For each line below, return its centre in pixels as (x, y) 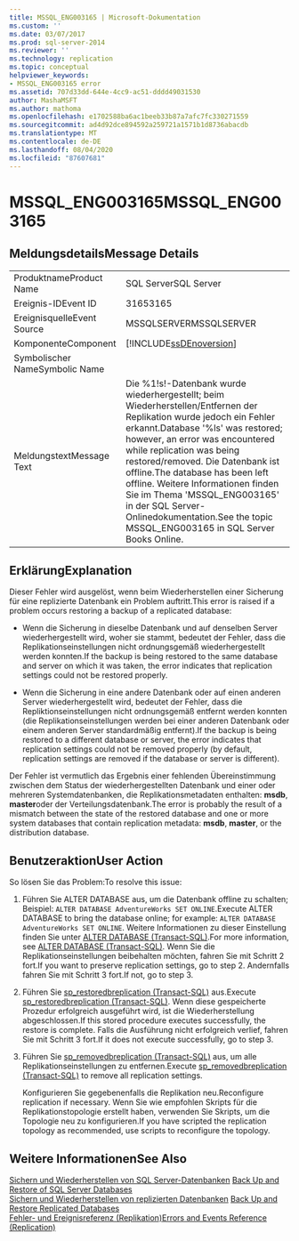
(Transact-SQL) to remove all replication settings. (112, 1076)
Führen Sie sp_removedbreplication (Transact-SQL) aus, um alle (139, 1057)
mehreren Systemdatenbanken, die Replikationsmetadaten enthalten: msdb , (149, 795)
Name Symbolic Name (59, 368)
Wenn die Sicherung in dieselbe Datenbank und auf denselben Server (150, 628)
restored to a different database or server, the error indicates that (141, 740)
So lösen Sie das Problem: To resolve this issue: (96, 882)
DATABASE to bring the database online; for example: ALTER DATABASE (149, 918)
